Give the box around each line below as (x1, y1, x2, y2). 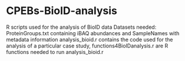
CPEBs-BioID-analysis (6, 4, 118, 18)
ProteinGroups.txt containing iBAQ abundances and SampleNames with (6, 29, 180, 36)
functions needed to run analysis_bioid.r (6, 48, 104, 55)
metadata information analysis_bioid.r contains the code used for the (6, 36, 173, 43)
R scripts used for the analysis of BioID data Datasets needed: (6, 23, 157, 30)
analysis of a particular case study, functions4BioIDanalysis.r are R (6, 42, 169, 49)
